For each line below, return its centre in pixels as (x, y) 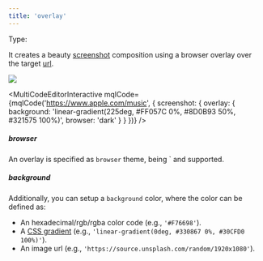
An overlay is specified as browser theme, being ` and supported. (117, 159)
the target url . (31, 63)
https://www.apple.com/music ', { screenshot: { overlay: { (140, 103)
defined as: (27, 207)
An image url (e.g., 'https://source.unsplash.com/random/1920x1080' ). (138, 248)
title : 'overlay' (38, 16)
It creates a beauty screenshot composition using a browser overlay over (130, 54)
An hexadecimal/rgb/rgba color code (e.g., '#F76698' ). (111, 222)
